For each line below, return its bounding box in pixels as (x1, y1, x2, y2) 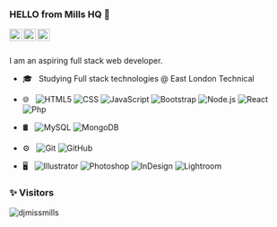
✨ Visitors (9, 187, 55, 199)
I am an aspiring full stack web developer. (9, 56, 163, 66)
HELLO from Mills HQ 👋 (9, 8, 110, 21)
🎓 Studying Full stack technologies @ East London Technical (22, 74, 255, 84)
